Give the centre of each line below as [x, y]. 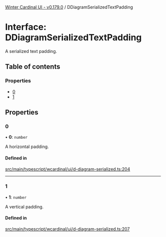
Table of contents [33, 67]
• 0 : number [17, 137]
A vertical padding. [24, 206]
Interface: [26, 27]
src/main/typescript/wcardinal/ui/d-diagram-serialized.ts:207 [67, 229]
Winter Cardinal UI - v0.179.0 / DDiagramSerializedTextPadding [69, 7]
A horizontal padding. [27, 147]
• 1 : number [16, 197]
